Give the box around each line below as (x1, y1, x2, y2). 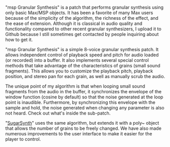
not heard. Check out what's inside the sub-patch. (5, 110, 111, 116)
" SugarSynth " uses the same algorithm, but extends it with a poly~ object (5, 120, 159, 126)
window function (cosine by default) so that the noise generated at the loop (5, 94, 164, 100)
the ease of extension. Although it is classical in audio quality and (5, 20, 143, 26)
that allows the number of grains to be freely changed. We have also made (5, 125, 162, 131)
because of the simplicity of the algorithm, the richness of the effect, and (5, 15, 159, 21)
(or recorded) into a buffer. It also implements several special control (5, 57, 149, 63)
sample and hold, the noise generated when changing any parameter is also (5, 105, 164, 111)
